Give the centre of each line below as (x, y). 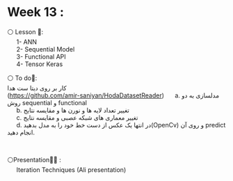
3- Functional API (41, 56)
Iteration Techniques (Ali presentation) (71, 170)
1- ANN (26, 42)
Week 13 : (36, 12)
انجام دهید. (21, 132)
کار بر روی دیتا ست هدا (37, 88)
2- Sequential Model (46, 49)
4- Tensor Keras (40, 64)
